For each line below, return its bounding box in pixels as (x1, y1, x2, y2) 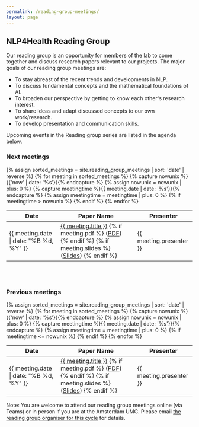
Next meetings (6, 152, 50, 161)
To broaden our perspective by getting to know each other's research (14, 95, 185, 102)
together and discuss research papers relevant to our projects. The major (6, 58, 185, 65)
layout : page (6, 14, 38, 20)
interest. (14, 101, 36, 109)
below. (6, 138, 23, 145)
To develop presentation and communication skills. (14, 120, 139, 128)
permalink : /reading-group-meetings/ (6, 8, 99, 15)
